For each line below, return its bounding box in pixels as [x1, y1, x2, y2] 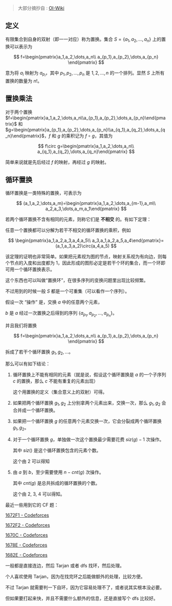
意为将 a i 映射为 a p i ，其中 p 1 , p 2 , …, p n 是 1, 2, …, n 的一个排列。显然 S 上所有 [5, 69, 165, 78]
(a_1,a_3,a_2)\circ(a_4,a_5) [55, 243, 110, 249]
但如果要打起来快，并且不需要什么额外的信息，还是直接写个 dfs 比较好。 [5, 595, 158, 601]
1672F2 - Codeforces [5, 522, 50, 528]
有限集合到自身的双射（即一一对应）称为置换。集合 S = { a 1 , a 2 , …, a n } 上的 [5, 36, 162, 43]
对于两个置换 [5, 109, 32, 115]
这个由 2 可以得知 [12, 458, 50, 464]
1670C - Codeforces [5, 532, 48, 538]
